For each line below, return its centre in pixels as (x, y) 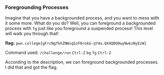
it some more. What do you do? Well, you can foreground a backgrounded (80, 23)
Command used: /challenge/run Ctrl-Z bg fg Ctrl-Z (58, 52)
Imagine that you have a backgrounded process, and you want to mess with (82, 18)
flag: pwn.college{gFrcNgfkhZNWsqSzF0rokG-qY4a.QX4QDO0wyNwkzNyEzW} (76, 43)
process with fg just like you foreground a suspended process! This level (79, 28)
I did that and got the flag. (31, 67)
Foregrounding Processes (37, 7)
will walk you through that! (32, 34)
